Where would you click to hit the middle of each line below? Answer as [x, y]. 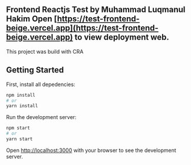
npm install [21, 95]
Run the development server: [41, 117]
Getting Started [35, 70]
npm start [18, 128]
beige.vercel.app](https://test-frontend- [83, 28]
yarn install [22, 106]
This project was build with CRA [45, 51]
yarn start [19, 139]
